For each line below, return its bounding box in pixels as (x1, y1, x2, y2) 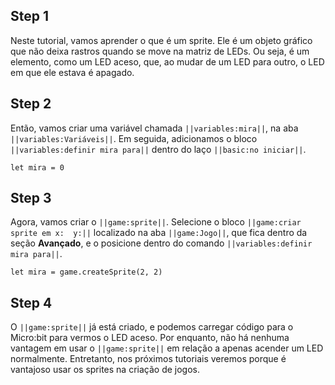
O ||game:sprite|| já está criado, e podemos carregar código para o (10, 321, 294, 333)
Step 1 (10, 8, 50, 25)
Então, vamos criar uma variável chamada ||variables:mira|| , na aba (10, 122, 299, 134)
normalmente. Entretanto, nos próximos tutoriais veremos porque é (10, 353, 287, 365)
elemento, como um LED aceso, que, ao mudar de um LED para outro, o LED (10, 55, 325, 68)
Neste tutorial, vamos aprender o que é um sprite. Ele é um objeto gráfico (10, 34, 313, 46)
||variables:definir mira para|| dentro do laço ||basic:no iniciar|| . (10, 143, 307, 155)
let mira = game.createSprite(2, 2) (10, 267, 163, 278)
